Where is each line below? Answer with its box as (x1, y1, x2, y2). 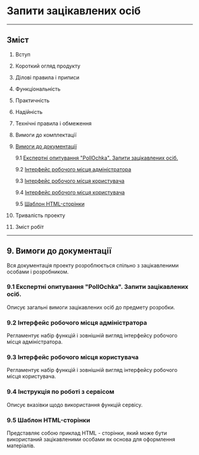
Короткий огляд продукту (15, 62, 81, 69)
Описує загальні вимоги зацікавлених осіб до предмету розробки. (6, 304, 175, 311)
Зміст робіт (15, 223, 44, 230)
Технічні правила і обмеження (15, 120, 92, 127)
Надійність (15, 108, 43, 115)
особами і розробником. (6, 268, 69, 275)
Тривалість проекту (15, 212, 66, 219)
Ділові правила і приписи (15, 74, 80, 81)
